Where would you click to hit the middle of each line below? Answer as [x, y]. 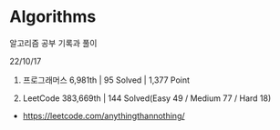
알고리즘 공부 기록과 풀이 [53, 43]
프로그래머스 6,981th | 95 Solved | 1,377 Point [106, 80]
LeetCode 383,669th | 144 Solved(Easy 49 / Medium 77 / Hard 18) [147, 98]
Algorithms [53, 17]
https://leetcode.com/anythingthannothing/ [104, 115]
